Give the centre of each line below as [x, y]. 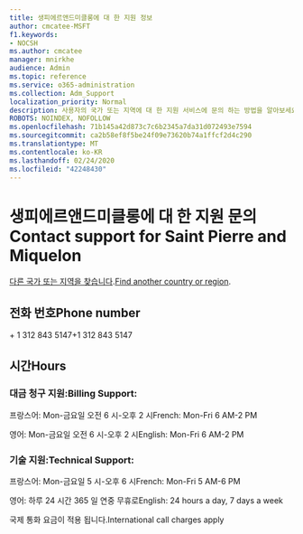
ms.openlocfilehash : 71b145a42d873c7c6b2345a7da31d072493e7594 [131, 127]
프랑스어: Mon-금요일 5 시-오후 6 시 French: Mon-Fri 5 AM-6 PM [125, 482]
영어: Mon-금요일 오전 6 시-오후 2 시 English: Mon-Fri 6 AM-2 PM [127, 434]
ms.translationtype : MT [54, 144]
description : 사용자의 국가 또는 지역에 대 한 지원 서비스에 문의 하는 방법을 [136, 110]
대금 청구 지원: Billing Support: [73, 394]
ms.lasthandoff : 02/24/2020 [62, 160]
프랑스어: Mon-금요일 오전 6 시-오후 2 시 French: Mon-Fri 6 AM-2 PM [133, 415]
